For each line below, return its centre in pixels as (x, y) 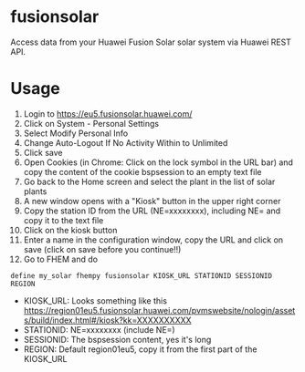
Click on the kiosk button (70, 230)
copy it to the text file (63, 220)
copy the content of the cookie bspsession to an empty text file (142, 171)
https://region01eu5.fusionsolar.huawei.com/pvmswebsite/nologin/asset (159, 310)
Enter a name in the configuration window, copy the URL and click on (153, 240)
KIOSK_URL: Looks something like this (95, 300)
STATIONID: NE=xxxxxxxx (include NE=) (100, 329)
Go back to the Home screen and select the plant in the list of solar (149, 181)
